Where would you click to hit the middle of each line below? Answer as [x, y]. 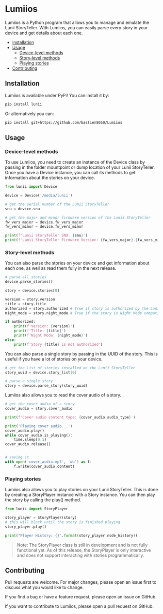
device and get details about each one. [44, 33]
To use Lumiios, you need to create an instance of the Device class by [75, 162]
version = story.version [30, 299]
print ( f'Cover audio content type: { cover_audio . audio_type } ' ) [70, 417]
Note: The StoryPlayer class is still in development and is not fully [82, 545]
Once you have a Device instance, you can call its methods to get [70, 173]
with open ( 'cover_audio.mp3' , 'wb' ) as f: [49, 462]
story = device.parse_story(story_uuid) [47, 386]
